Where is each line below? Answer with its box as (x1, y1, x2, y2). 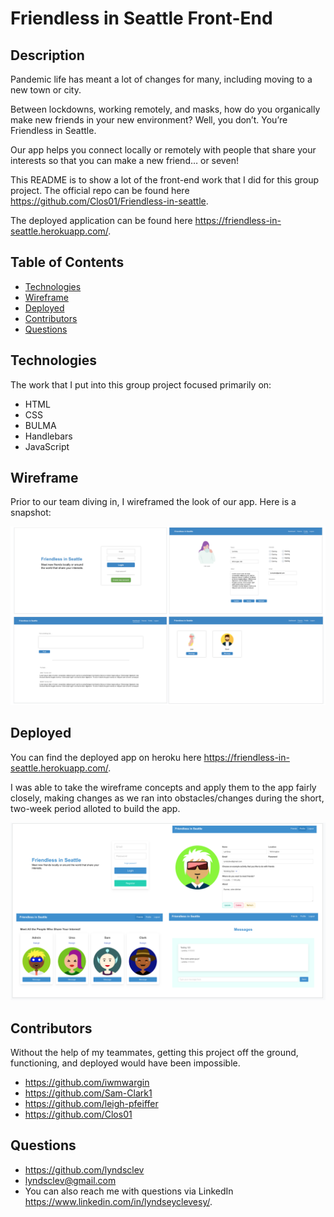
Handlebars (24, 430, 73, 442)
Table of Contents (10, 254, 125, 271)
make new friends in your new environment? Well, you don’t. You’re (10, 114, 288, 126)
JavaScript (24, 440, 70, 452)
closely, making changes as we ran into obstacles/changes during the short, (10, 792, 325, 804)
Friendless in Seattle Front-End (10, 7, 273, 30)
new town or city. (10, 84, 82, 96)
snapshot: (10, 507, 52, 519)
